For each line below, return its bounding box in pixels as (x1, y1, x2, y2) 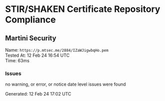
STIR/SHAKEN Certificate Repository (5, 3, 161, 15)
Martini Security (5, 34, 56, 42)
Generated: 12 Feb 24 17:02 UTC (5, 91, 71, 97)
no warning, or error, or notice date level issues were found (5, 81, 126, 88)
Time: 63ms (5, 58, 30, 63)
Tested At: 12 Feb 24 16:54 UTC (5, 52, 70, 58)
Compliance (5, 14, 56, 25)
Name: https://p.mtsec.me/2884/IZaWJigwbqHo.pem (5, 47, 109, 53)
